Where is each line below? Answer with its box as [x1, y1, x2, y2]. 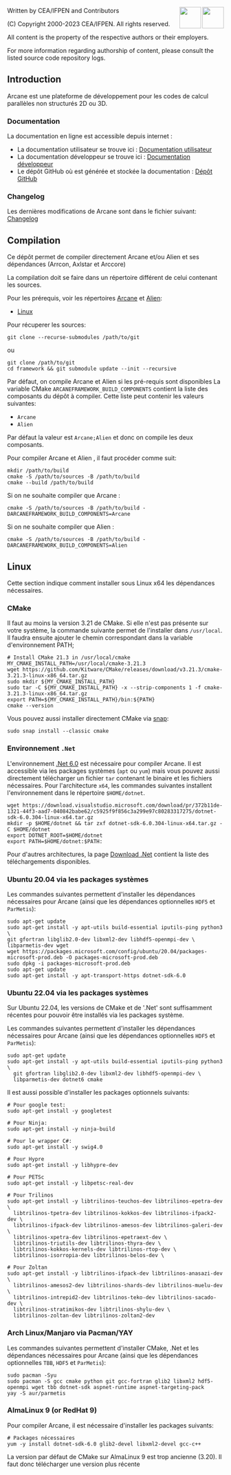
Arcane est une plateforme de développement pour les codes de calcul [7, 91, 208, 100]
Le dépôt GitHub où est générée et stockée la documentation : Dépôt [16, 167, 213, 175]
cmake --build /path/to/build [7, 479, 94, 486]
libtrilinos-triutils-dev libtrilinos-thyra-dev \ [13, 1240, 162, 1247]
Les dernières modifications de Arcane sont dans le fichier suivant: [7, 207, 197, 216]
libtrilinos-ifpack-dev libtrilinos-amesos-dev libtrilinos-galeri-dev [13, 1222, 223, 1229]
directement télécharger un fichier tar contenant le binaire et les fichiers [7, 774, 212, 782]
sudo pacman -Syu [7, 1372, 57, 1379]
